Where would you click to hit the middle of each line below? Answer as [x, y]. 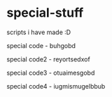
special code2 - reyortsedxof [48, 59]
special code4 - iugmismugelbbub [56, 86]
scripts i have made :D [39, 32]
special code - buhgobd [41, 45]
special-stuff [45, 13]
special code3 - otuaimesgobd [51, 73]
